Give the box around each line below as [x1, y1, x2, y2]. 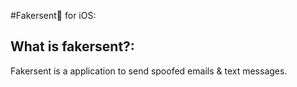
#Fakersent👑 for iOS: [10, 10, 97, 21]
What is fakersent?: [10, 38, 135, 55]
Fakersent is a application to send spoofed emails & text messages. [10, 65, 288, 77]
